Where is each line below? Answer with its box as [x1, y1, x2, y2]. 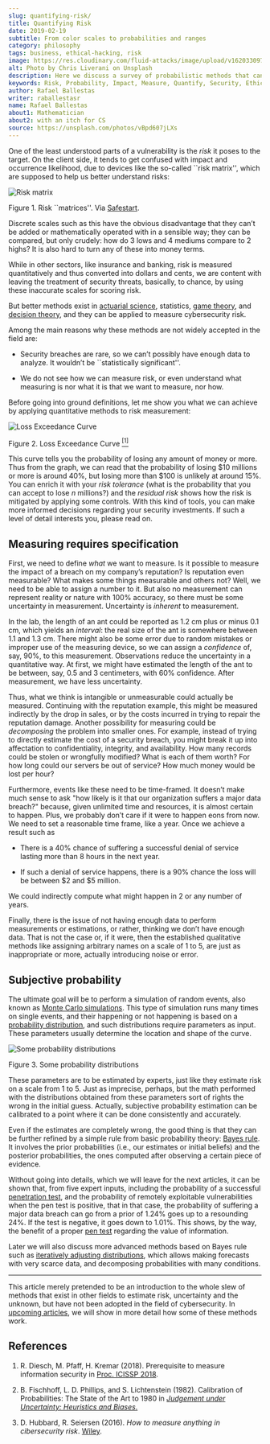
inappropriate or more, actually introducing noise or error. [8, 950, 198, 960]
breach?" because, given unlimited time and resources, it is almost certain [8, 802, 254, 812]
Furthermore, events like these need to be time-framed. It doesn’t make [8, 785, 245, 795]
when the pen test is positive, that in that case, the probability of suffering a [8, 1200, 259, 1211]
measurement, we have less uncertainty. [8, 677, 143, 686]
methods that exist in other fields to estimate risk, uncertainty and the [8, 1290, 239, 1300]
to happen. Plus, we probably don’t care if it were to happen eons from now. [8, 810, 260, 821]
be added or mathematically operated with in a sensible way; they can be [8, 227, 251, 237]
